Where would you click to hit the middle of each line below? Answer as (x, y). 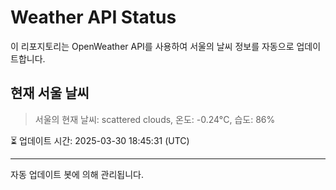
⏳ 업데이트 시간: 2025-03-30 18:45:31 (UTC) (100, 140)
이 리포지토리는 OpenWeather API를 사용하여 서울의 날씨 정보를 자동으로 (152, 46)
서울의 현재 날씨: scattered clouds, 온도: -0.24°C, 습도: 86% (155, 119)
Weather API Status (93, 17)
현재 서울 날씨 (50, 93)
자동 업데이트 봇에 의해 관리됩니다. (77, 174)
